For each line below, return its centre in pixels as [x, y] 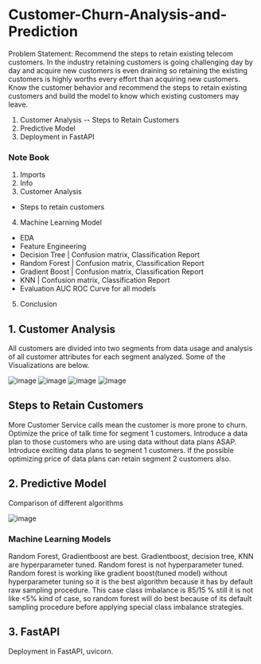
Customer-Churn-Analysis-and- [118, 15]
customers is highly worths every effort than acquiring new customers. [125, 79]
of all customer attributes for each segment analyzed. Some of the [117, 357]
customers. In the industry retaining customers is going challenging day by [130, 62]
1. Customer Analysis [62, 329]
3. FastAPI [34, 632]
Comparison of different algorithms [66, 502]
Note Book [29, 157]
